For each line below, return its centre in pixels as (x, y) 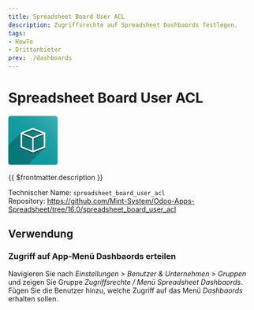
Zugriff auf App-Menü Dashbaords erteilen (92, 256)
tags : (17, 33)
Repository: (27, 201)
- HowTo (21, 42)
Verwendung (41, 234)
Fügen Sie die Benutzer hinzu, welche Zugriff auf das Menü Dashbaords (125, 290)
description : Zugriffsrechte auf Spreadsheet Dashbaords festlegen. (123, 25)
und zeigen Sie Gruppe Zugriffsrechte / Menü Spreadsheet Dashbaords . (125, 282)
